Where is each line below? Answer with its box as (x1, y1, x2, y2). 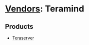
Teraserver (12, 35, 35, 41)
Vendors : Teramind (5, 3, 84, 14)
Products (5, 22, 34, 31)
